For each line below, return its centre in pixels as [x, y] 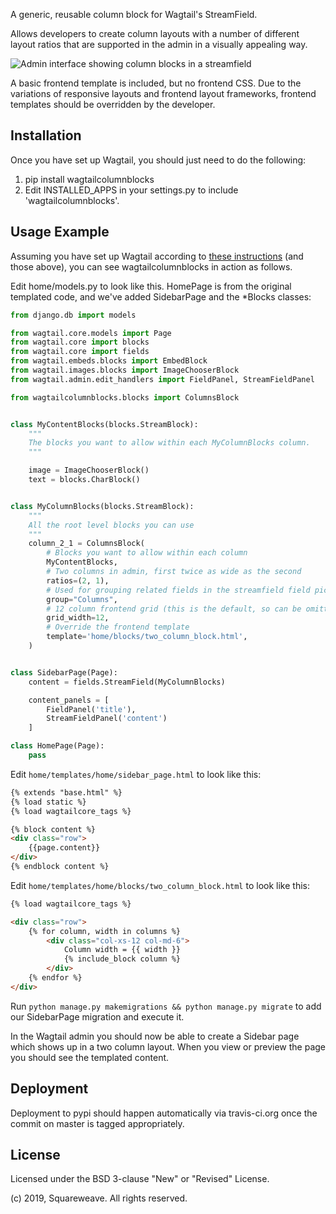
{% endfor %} [55, 978]
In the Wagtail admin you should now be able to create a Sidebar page [155, 1036]
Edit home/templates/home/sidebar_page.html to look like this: [136, 774]
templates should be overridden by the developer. [113, 104]
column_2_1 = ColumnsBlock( [86, 544]
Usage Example [60, 232]
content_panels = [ [69, 700]
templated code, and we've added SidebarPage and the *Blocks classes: [161, 296]
